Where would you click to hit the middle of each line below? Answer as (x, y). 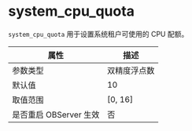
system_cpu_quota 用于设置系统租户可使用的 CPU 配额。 (98, 34)
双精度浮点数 (131, 71)
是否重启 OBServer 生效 (56, 115)
